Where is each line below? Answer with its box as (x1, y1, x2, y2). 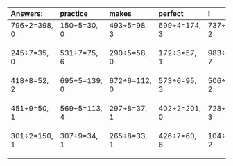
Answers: (10, 9, 43, 18)
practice (60, 9, 88, 18)
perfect (158, 9, 184, 18)
